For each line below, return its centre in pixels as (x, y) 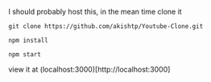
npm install (28, 40)
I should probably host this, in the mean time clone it (95, 12)
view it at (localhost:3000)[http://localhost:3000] (89, 69)
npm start (25, 55)
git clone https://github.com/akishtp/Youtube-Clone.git (106, 27)
